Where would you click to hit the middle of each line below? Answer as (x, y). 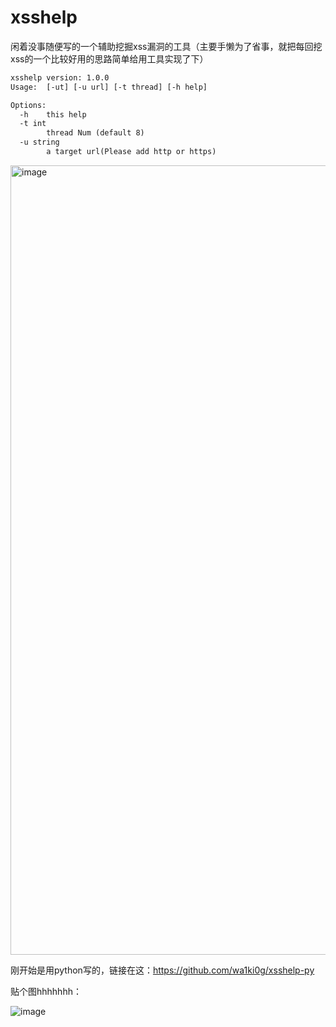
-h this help (53, 114)
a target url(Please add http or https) (131, 152)
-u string (39, 142)
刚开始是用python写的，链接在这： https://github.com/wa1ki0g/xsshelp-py (162, 970)
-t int (33, 124)
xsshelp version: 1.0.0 (60, 77)
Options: (28, 105)
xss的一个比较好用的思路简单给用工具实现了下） (109, 58)
